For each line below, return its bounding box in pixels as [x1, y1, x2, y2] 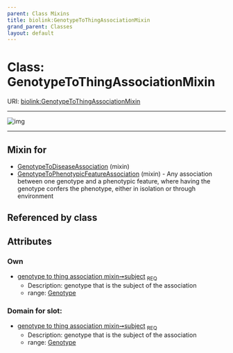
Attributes [7, 236, 52, 247]
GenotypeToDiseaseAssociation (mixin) [17, 163, 130, 170]
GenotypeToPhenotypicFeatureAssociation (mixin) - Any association [17, 170, 213, 178]
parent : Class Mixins [7, 10, 70, 17]
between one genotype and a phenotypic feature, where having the [17, 177, 211, 185]
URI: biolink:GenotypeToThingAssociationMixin [7, 97, 141, 106]
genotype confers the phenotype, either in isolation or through [17, 185, 196, 192]
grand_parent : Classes [7, 23, 73, 30]
